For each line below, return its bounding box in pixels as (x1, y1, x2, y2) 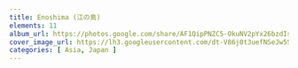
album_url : (9, 29, 50, 38)
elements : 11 (9, 21, 58, 30)
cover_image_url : (9, 37, 74, 47)
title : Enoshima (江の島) (9, 12, 101, 22)
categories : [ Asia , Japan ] (9, 46, 117, 55)
